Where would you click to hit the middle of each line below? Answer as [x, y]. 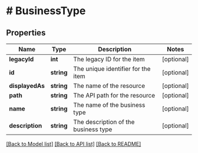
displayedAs [27, 86]
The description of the [104, 122]
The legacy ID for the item [109, 59]
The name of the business [109, 105]
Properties [26, 33]
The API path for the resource [114, 95]
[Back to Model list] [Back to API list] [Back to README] [74, 144]
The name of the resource [109, 86]
